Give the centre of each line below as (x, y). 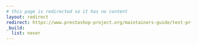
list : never (26, 33)
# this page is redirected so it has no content (67, 11)
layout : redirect (27, 17)
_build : (16, 28)
